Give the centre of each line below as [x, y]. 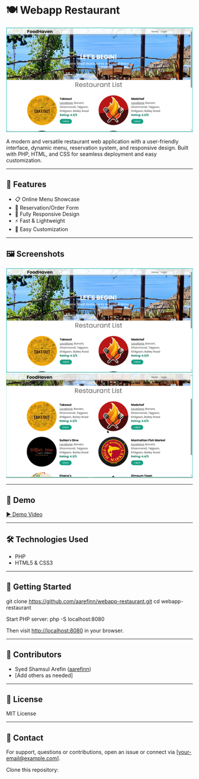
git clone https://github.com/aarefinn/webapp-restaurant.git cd [83, 601]
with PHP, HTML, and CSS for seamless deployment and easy [81, 154]
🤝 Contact [25, 738]
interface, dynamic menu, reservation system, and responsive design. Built [97, 148]
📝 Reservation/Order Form [46, 207]
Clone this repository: [33, 770]
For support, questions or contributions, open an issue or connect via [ [92, 752]
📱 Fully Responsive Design [47, 214]
